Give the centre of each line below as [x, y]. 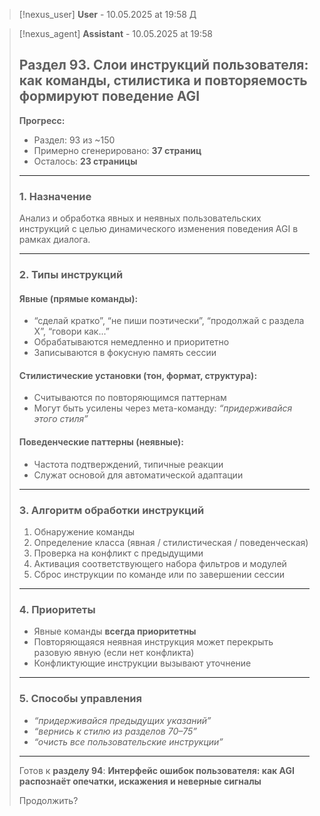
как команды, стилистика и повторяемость [163, 80]
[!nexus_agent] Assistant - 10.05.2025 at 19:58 [115, 33]
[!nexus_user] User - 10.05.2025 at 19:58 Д [107, 14]
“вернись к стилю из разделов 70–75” [115, 731]
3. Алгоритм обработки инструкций [111, 510]
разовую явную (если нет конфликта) [114, 653]
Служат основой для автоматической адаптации [138, 475]
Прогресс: [42, 120]
